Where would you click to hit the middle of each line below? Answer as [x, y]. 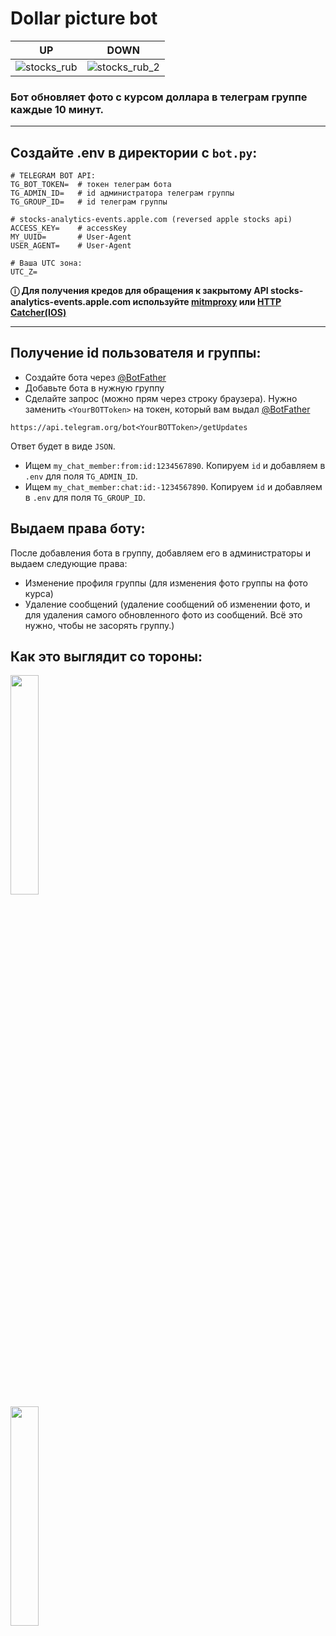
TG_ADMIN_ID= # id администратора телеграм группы [122, 193]
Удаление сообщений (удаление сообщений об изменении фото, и [167, 604]
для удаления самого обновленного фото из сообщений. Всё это [163, 614]
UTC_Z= [24, 272]
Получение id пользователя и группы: [136, 353]
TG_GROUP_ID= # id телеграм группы [89, 202]
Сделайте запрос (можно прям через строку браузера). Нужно [161, 398]
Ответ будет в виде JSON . [63, 446]
